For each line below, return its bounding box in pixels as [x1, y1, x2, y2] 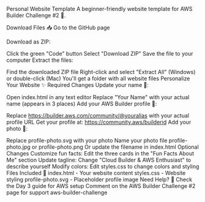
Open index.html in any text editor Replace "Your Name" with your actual [6, 94, 190, 100]
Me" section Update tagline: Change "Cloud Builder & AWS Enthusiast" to [6, 156, 192, 163]
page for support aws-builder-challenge [6, 189, 108, 196]
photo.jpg [6, 143, 31, 151]
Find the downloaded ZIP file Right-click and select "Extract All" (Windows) [6, 69, 196, 75]
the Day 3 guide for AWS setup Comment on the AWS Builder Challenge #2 [6, 182, 196, 189]
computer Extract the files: [6, 56, 73, 64]
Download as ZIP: [6, 38, 51, 45]
